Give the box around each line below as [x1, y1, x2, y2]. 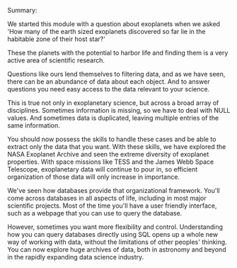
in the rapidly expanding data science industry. [7, 253, 144, 261]
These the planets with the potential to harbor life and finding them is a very [7, 49, 229, 57]
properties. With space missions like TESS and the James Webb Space [7, 157, 214, 166]
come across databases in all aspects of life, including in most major [7, 194, 207, 202]
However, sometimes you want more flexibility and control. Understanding [7, 223, 224, 231]
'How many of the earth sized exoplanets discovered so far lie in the [7, 28, 206, 35]
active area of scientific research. [7, 56, 105, 65]
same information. [7, 121, 60, 130]
